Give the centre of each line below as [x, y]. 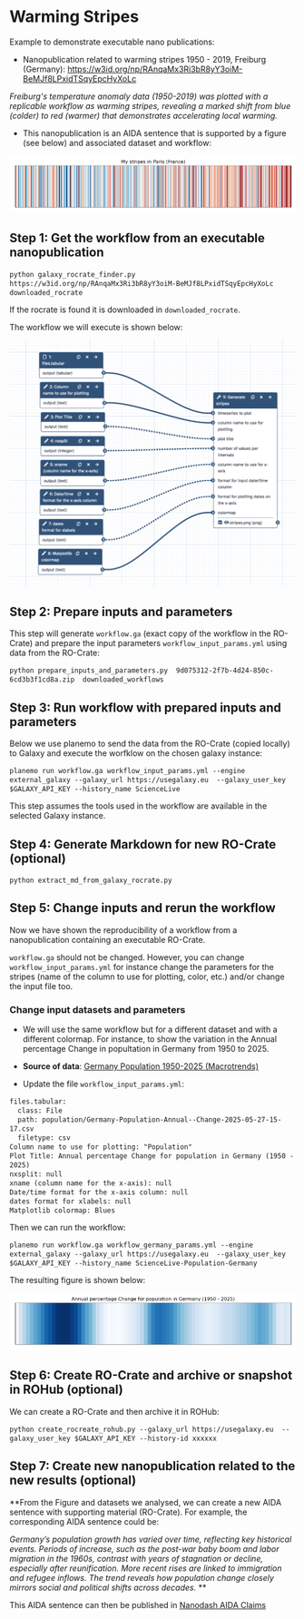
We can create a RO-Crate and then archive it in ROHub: [114, 1411]
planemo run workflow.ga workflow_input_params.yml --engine [127, 771]
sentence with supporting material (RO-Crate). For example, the [128, 1512]
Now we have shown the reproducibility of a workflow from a [123, 930]
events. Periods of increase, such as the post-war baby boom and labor [144, 1548]
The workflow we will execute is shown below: [96, 327]
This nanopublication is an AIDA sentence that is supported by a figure [154, 132]
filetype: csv [44, 1138]
